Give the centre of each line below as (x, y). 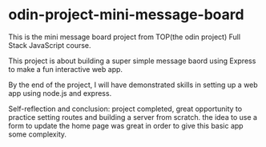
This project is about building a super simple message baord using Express (132, 61)
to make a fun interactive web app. (65, 69)
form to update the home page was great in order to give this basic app (126, 125)
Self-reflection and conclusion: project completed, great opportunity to (125, 109)
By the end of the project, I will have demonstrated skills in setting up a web (133, 85)
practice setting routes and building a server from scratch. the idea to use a (133, 117)
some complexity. (37, 134)
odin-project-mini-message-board (126, 15)
